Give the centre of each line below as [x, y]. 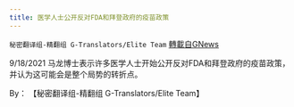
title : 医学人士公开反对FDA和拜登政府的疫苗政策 [89, 17]
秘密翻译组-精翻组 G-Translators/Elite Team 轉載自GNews [114, 44]
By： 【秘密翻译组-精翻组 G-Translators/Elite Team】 [107, 93]
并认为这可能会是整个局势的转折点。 [76, 74]
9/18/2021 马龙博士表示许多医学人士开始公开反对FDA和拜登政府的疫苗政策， [150, 62]
